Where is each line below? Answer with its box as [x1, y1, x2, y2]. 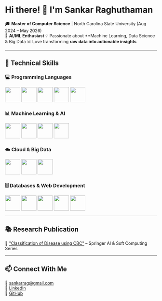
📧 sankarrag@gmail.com [5, 280, 54, 286]
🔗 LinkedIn [5, 285, 26, 291]
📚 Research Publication [5, 225, 79, 233]
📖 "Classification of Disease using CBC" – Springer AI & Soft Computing [5, 240, 148, 246]
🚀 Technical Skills [5, 59, 59, 67]
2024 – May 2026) [5, 28, 42, 33]
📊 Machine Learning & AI [5, 110, 66, 117]
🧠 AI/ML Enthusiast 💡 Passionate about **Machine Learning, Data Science [5, 32, 155, 38]
